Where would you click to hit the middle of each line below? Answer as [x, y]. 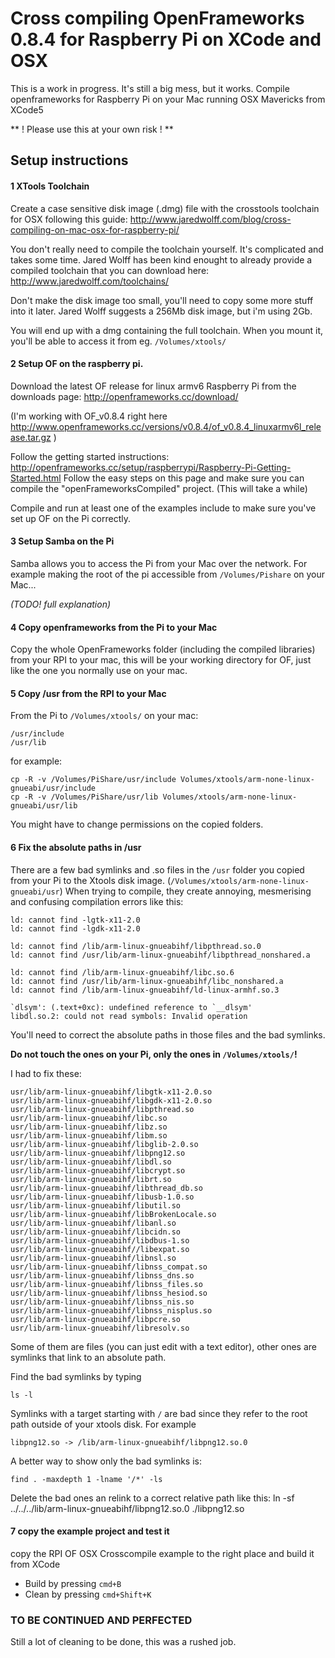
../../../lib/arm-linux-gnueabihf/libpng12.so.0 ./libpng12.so [127, 1508]
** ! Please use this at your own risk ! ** [92, 129]
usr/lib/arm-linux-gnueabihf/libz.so [89, 1127]
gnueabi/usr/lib [44, 806]
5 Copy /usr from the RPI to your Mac [88, 693]
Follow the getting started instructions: [90, 456]
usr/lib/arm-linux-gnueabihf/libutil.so [96, 1205]
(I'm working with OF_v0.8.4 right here [89, 416]
